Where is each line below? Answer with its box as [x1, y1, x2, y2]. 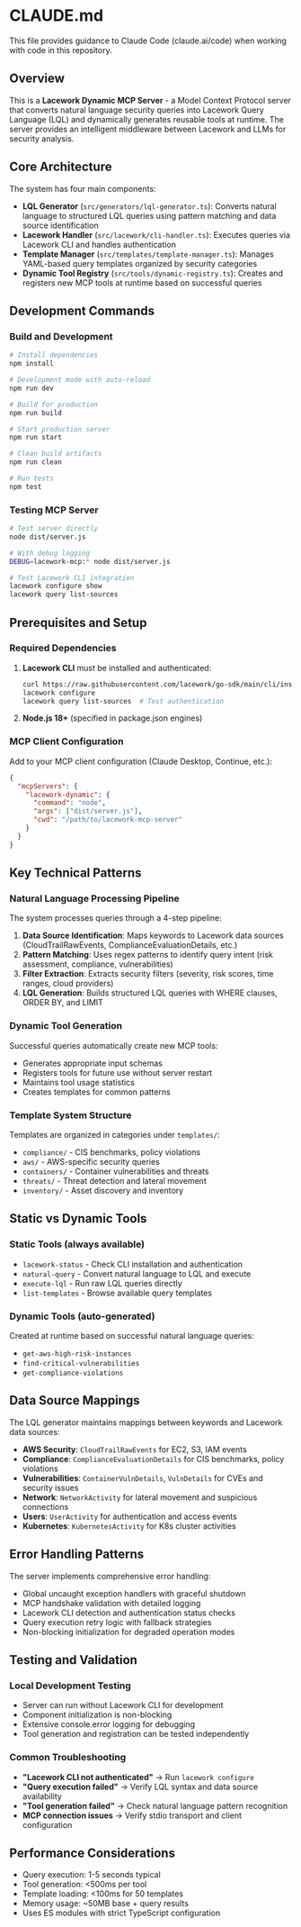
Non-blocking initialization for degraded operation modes [22, 1626, 235, 1637]
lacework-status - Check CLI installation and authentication [22, 1259, 243, 1269]
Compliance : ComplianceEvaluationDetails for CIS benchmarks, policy [22, 1453, 285, 1464]
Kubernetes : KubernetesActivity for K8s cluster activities [22, 1520, 236, 1532]
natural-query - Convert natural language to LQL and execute [22, 1268, 252, 1279]
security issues [22, 1482, 79, 1493]
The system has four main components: [9, 183, 156, 194]
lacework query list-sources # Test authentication [22, 696, 225, 705]
